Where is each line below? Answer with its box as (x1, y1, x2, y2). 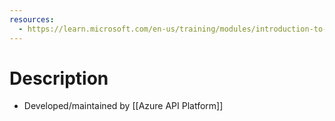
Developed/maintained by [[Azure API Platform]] (23, 100, 224, 112)
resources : (9, 14, 55, 25)
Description (9, 67, 109, 90)
